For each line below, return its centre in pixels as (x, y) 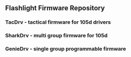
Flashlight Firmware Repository (55, 8)
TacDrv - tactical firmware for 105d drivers (58, 22)
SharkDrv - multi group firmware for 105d (56, 36)
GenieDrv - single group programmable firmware (66, 49)
